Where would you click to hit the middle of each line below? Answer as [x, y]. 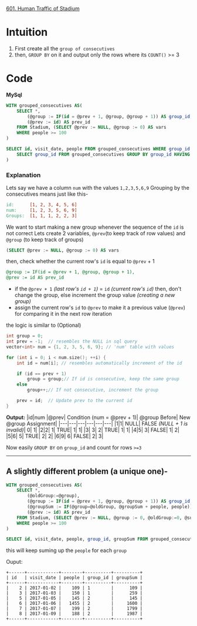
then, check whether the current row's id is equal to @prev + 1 [80, 262]
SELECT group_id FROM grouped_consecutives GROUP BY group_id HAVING [103, 154]
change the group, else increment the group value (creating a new [95, 295]
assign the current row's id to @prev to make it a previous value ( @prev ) [100, 307]
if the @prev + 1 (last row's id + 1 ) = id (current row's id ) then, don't [98, 289]
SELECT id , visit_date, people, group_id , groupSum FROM [77, 539]
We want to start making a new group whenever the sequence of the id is [95, 227]
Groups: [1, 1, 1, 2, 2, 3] [42, 216]
